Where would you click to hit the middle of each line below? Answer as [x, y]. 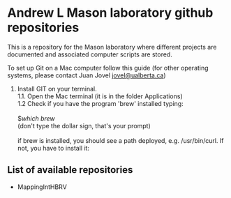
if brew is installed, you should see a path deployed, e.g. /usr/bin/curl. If [121, 140]
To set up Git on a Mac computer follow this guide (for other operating [108, 68]
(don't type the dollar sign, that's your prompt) [84, 125]
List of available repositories [70, 170]
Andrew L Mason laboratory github [110, 13]
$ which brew [36, 118]
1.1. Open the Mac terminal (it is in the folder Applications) [100, 96]
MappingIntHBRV [42, 187]
